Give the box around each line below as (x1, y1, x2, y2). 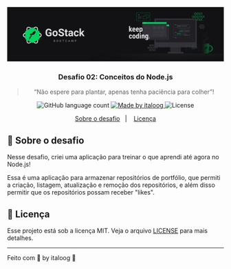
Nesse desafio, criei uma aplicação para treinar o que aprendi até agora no (7, 153, 219, 161)
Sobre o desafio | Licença (74, 114, 157, 123)
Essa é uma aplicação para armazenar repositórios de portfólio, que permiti (7, 174, 221, 182)
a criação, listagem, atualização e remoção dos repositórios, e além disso (7, 181, 215, 189)
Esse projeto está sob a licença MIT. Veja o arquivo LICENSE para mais (7, 226, 208, 235)
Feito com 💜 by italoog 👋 (7, 253, 76, 261)
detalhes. (7, 234, 34, 242)
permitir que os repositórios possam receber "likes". (7, 188, 155, 197)
